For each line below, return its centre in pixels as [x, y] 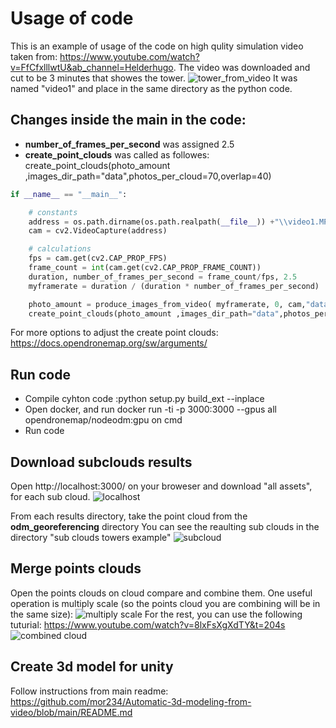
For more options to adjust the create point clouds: [114, 333]
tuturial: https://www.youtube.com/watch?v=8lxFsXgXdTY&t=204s [148, 624]
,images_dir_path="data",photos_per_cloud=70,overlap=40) [148, 176]
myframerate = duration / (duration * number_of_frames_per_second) [174, 286]
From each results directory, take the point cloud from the [129, 516]
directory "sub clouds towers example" [91, 537]
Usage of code [72, 18]
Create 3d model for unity [92, 667]
